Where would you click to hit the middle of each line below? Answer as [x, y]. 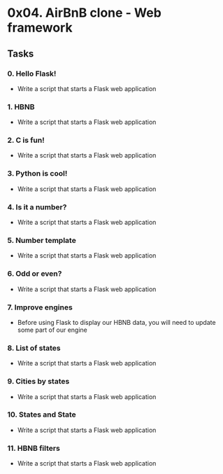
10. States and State [42, 414]
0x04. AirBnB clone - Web [85, 13]
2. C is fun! [26, 140]
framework [40, 28]
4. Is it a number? [37, 207]
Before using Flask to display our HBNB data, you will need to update [116, 322]
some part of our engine [52, 330]
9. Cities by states [38, 382]
